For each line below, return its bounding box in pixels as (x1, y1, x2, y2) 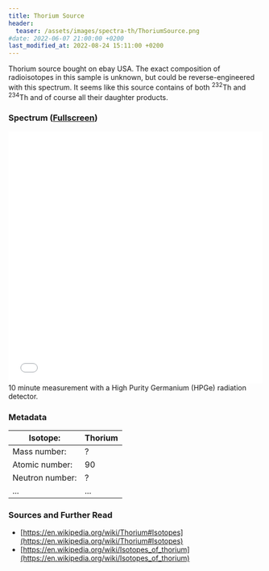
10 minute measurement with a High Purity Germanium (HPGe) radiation (8, 382, 247, 392)
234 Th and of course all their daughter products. (8, 90, 168, 102)
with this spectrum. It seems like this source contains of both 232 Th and (8, 81, 246, 92)
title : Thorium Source (8, 11, 85, 20)
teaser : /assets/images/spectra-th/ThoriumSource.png (15, 27, 200, 35)
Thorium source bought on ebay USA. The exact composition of (8, 64, 221, 73)
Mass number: (12, 446, 67, 457)
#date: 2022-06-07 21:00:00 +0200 (8, 34, 125, 43)
